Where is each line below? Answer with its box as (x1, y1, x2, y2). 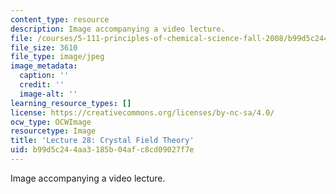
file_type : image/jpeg (10, 52, 105, 62)
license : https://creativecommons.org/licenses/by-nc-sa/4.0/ (10, 107, 275, 118)
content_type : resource (10, 14, 110, 25)
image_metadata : (10, 61, 78, 71)
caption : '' (19, 71, 70, 81)
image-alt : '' (19, 89, 78, 99)
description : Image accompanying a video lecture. (10, 24, 226, 34)
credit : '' (19, 80, 65, 90)
